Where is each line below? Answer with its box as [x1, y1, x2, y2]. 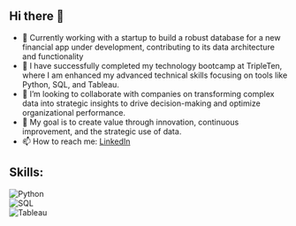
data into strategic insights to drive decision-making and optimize [21, 98, 261, 109]
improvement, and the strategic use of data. [21, 125, 182, 137]
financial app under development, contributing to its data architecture [21, 41, 276, 52]
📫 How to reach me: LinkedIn [21, 136, 131, 147]
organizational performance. [21, 107, 126, 117]
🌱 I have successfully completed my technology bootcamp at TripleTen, [21, 60, 283, 71]
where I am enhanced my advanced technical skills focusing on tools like [21, 70, 288, 80]
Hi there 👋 [9, 9, 65, 24]
